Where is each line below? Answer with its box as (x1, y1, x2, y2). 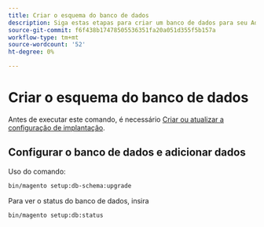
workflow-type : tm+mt (8, 33, 79, 42)
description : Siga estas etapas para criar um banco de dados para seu (8, 19, 247, 27)
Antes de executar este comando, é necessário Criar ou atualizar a (8, 115, 224, 124)
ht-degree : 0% (8, 48, 55, 56)
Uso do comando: (8, 167, 66, 176)
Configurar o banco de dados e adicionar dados (8, 146, 246, 159)
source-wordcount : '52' (8, 41, 86, 49)
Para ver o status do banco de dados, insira (8, 196, 149, 205)
